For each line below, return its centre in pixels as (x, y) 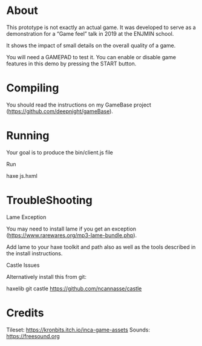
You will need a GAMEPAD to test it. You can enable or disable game (91, 57)
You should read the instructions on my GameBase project (79, 105)
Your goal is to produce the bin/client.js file (60, 152)
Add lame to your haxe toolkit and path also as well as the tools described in (101, 247)
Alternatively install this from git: (46, 276)
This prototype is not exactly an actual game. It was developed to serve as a (101, 27)
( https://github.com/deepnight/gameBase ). (60, 111)
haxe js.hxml (22, 175)
